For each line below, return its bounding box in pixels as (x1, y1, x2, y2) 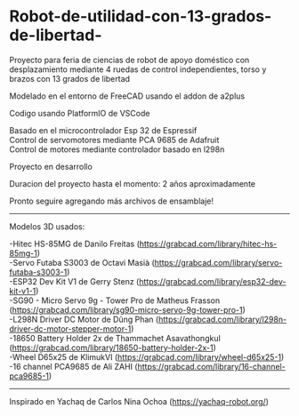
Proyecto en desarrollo (9, 161, 93, 172)
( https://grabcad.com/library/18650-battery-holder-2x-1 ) (9, 342, 216, 353)
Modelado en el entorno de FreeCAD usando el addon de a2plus (9, 91, 246, 101)
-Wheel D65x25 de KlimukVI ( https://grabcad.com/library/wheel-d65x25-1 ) (9, 351, 285, 362)
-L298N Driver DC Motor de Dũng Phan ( (9, 314, 159, 324)
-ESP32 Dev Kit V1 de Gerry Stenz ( (9, 276, 140, 286)
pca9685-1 (9, 371, 50, 381)
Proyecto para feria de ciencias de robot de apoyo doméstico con (9, 54, 250, 65)
